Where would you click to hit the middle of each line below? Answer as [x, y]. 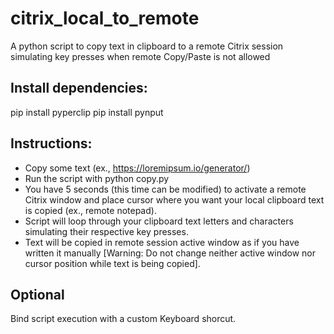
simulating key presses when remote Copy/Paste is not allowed [140, 56]
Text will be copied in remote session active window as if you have [162, 242]
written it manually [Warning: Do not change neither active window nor [170, 253]
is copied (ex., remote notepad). [90, 210]
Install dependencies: [79, 88]
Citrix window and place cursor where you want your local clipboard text [174, 199]
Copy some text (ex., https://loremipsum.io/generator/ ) [137, 168]
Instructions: [51, 143]
